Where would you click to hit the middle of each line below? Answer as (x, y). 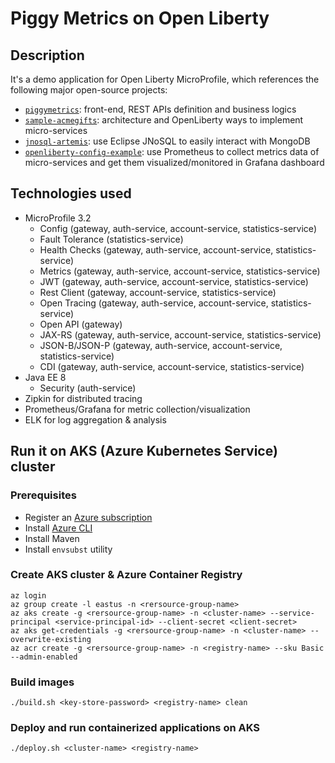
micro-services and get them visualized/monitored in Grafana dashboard (174, 162)
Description (47, 55)
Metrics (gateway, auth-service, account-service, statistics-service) (180, 271)
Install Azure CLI (58, 528)
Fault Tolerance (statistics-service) (111, 239)
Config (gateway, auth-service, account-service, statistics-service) (178, 228)
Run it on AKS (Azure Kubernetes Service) (144, 451)
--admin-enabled (44, 657)
